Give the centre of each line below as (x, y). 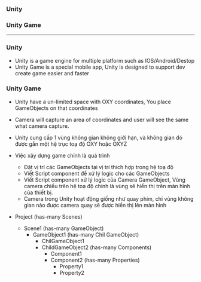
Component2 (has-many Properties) (95, 260)
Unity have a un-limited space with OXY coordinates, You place (93, 102)
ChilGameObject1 (63, 241)
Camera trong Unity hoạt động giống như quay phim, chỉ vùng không (109, 198)
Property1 (71, 266)
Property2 (72, 272)
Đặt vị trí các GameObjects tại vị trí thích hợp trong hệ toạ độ (98, 167)
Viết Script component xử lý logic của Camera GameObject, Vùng (104, 180)
